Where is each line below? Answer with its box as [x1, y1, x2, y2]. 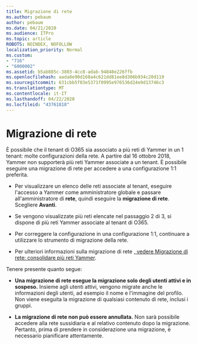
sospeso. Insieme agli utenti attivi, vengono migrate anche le [14, 283, 163, 290]
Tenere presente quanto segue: [6, 266, 82, 273]
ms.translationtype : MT [6, 85, 65, 91]
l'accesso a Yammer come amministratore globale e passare [14, 189, 161, 196]
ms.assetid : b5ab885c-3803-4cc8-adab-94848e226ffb [6, 69, 133, 75]
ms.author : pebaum [6, 14, 51, 20]
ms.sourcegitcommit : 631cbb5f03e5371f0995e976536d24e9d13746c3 [6, 80, 165, 86]
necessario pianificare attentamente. [14, 332, 104, 339]
